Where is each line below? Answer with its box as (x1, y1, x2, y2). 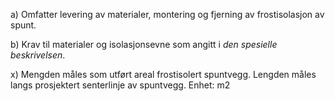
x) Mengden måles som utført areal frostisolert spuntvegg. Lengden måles (10, 69, 317, 80)
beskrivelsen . (10, 49, 66, 61)
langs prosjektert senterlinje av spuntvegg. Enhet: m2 (10, 79, 231, 91)
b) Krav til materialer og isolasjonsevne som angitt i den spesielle (10, 39, 278, 50)
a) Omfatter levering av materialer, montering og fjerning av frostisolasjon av (10, 9, 325, 20)
